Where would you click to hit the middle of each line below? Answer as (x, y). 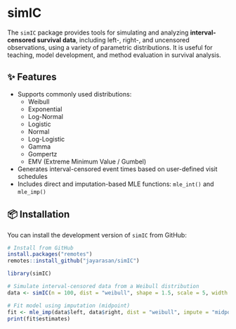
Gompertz (42, 154)
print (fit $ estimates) (39, 318)
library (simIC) (29, 274)
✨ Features (32, 77)
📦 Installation (39, 215)
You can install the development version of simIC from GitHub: (97, 235)
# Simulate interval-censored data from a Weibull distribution (103, 287)
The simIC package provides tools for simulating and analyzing (98, 32)
